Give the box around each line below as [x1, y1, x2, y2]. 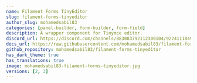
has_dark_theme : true [6, 52, 59, 58]
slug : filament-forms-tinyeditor [6, 14, 88, 20]
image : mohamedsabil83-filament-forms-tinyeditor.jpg [6, 63, 141, 69]
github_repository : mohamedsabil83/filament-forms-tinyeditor [6, 47, 161, 53]
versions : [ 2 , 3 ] [6, 68, 49, 74]
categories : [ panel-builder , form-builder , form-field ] [6, 25, 145, 31]
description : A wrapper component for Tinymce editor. [6, 30, 143, 36]
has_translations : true [6, 57, 64, 63]
